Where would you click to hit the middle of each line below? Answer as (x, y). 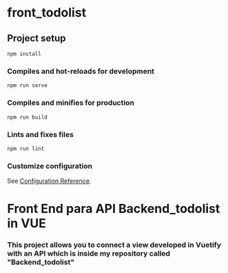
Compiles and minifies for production (71, 103)
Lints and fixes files (41, 134)
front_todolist (47, 13)
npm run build (28, 117)
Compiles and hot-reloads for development (81, 71)
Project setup (37, 38)
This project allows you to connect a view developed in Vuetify (114, 245)
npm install (24, 54)
